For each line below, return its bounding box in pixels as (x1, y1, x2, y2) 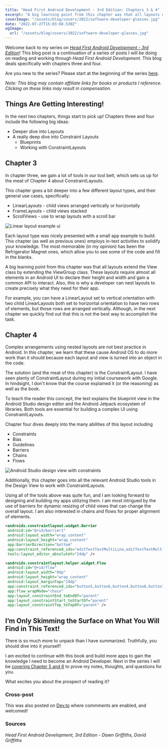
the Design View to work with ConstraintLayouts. (5, 483, 106, 489)
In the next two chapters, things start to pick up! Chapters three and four (5, 113, 154, 119)
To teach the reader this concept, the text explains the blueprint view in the (5, 396, 160, 402)
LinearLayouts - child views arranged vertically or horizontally (12, 202, 140, 209)
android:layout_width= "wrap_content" (7, 533, 86, 538)
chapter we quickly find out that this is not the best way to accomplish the (5, 311, 157, 317)
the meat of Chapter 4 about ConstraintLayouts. (5, 177, 104, 183)
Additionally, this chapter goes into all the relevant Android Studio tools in (5, 477, 156, 483)
